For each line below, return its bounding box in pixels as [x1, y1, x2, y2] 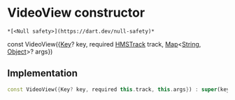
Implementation [7, 67, 78, 79]
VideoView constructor [7, 5, 145, 21]
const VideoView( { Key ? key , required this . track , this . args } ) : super [7, 85, 218, 93]
